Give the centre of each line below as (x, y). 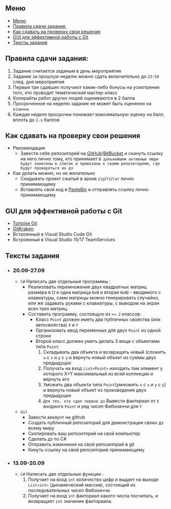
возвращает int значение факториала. (70, 501)
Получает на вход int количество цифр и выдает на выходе (93, 479)
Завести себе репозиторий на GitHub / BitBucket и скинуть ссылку (92, 153)
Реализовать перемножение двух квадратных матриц (87, 287)
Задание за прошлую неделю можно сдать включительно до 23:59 (86, 76)
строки (43, 336)
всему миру (41, 428)
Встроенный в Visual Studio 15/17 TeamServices (64, 240)
